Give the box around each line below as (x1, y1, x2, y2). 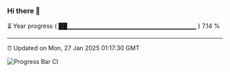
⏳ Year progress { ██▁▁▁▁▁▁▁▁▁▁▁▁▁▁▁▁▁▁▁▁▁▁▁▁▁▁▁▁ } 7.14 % (7, 22, 220, 30)
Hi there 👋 (7, 6, 41, 16)
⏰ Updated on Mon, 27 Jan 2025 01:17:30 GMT (7, 44, 140, 52)
